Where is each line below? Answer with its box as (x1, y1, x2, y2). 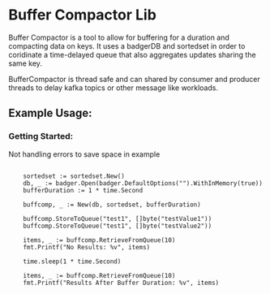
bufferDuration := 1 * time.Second (23, 186, 144, 194)
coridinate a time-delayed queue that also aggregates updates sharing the (8, 50, 257, 59)
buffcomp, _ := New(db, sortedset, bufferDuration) (23, 201, 201, 209)
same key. (8, 58, 43, 68)
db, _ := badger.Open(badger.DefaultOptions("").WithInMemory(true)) (23, 179, 264, 188)
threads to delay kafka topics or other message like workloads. (8, 83, 219, 93)
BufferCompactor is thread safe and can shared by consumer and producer (8, 74, 261, 84)
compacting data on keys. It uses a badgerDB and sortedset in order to (8, 41, 246, 50)
